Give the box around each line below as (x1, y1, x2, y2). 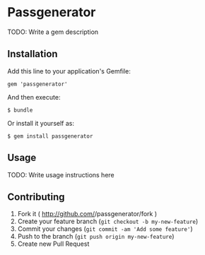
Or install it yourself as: (7, 119, 74, 127)
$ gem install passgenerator (7, 132, 93, 140)
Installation (7, 48, 58, 60)
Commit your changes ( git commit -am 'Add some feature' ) (17, 225, 193, 233)
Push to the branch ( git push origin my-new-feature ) (17, 232, 175, 241)
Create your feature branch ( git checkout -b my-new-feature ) (17, 217, 199, 226)
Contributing (7, 191, 65, 203)
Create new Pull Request (17, 239, 90, 248)
